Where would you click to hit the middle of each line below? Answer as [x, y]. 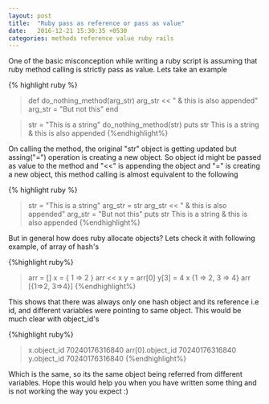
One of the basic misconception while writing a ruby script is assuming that [133, 61]
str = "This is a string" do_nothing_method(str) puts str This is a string [143, 124]
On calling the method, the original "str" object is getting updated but [122, 149]
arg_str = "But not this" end [73, 109]
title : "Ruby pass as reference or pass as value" [96, 23]
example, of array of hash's [54, 247]
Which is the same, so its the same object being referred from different [126, 374]
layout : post [30, 16]
